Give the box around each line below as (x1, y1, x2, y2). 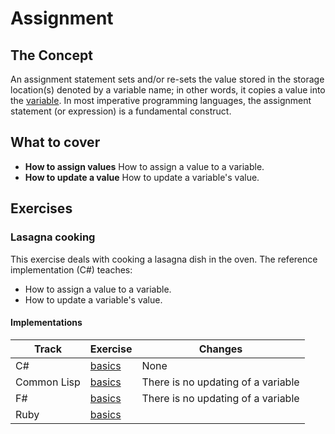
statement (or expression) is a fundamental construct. (10, 105, 232, 117)
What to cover (10, 134, 101, 151)
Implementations (10, 317, 83, 329)
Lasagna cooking (10, 230, 96, 244)
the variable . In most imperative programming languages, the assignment (10, 95, 312, 106)
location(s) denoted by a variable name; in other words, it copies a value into (10, 84, 326, 96)
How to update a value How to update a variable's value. (24, 171, 260, 183)
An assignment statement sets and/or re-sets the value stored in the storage (10, 73, 325, 85)
